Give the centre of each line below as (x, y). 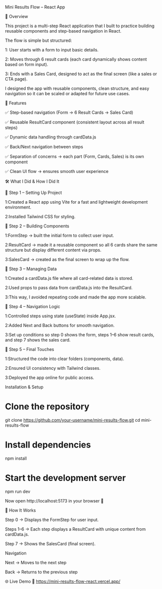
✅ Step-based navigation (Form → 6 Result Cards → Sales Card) (69, 112)
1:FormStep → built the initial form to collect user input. (60, 235)
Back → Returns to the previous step (41, 572)
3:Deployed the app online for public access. (50, 378)
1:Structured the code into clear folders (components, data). (65, 359)
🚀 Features (16, 103)
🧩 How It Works (21, 510)
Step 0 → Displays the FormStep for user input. (52, 520)
